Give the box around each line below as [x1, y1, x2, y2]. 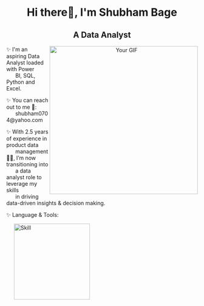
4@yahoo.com [6, 117, 43, 123]
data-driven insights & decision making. [6, 200, 106, 206]
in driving [15, 193, 39, 200]
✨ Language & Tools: [6, 211, 59, 218]
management [15, 148, 49, 155]
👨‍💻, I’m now [6, 154, 36, 161]
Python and [6, 78, 35, 86]
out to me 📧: [6, 103, 37, 110]
